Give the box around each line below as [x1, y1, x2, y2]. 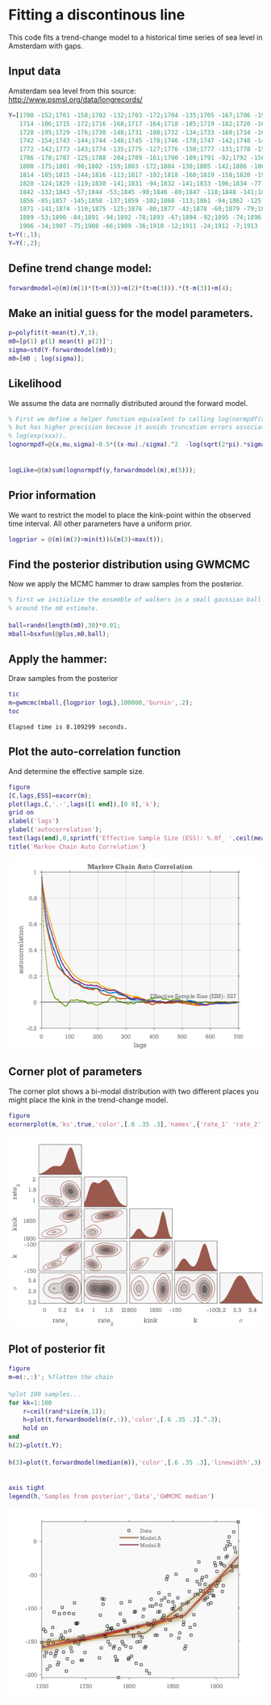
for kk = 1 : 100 [8, 1398, 52, 1407]
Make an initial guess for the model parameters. [8, 306, 254, 320]
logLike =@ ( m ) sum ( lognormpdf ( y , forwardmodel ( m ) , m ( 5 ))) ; [8, 466, 197, 474]
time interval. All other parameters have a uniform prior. [8, 518, 192, 528]
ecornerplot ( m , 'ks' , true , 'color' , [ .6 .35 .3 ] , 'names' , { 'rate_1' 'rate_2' [8, 1120, 262, 1128]
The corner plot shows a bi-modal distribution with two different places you [8, 1086, 260, 1096]
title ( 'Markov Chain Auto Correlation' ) [8, 843, 147, 851]
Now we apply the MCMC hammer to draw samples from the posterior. [8, 579, 244, 589]
